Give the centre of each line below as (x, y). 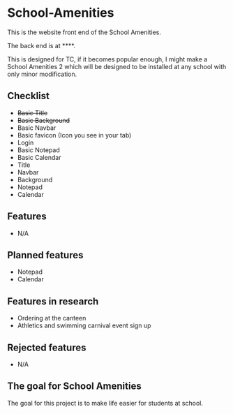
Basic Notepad (39, 150)
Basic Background (44, 120)
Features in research (53, 301)
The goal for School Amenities (74, 386)
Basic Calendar (39, 157)
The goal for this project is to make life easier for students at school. (105, 403)
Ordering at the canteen (52, 318)
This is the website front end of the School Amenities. (84, 32)
